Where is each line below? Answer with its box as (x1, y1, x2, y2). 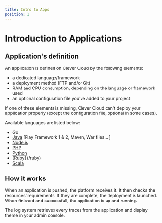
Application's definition (5, 52, 79, 61)
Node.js (12, 139, 28, 145)
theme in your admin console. (5, 212, 65, 218)
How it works (5, 174, 46, 182)
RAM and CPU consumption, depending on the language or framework (12, 85, 156, 91)
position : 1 (5, 12, 29, 17)
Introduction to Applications (5, 33, 122, 44)
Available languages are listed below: (5, 119, 80, 125)
